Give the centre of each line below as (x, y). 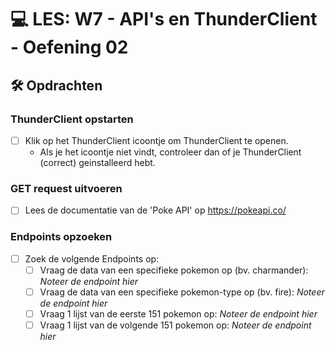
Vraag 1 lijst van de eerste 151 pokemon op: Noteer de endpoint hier (178, 313)
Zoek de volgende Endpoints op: (92, 258)
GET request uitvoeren (66, 188)
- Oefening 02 (69, 47)
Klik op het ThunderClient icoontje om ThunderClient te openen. (156, 140)
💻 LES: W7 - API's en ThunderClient (164, 19)
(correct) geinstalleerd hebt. (97, 162)
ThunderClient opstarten (72, 119)
